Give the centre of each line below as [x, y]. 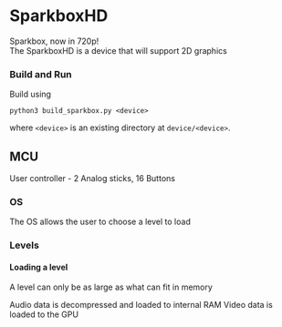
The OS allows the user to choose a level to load [100, 222]
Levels [24, 245]
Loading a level [39, 267]
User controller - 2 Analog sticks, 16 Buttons [93, 179]
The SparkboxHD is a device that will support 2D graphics [119, 50]
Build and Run [41, 74]
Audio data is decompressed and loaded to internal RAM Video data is [141, 305]
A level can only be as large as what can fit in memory [111, 287]
